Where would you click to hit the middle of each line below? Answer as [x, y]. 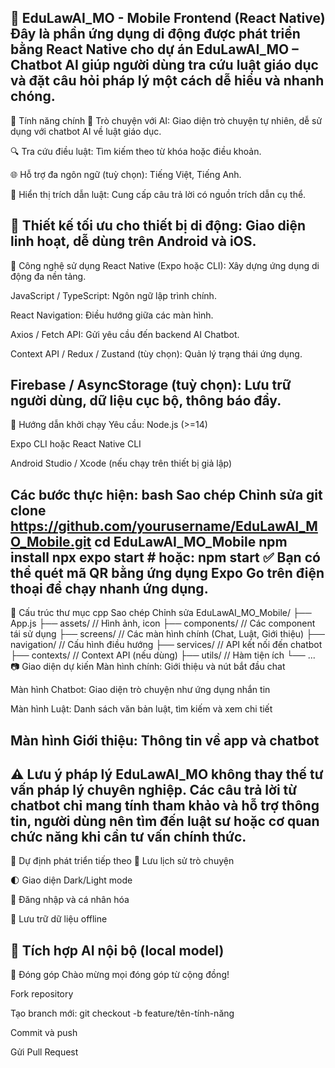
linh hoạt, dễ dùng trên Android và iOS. [133, 241]
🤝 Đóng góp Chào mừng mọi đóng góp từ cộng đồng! [120, 975]
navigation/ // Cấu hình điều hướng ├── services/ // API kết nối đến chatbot [166, 645]
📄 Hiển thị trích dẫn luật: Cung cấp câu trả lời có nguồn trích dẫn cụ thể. [158, 194]
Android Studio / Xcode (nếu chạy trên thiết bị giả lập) [121, 463]
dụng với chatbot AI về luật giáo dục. [86, 131]
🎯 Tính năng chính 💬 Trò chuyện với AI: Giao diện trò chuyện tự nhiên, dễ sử [166, 120]
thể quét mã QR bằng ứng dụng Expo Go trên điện [167, 572]
